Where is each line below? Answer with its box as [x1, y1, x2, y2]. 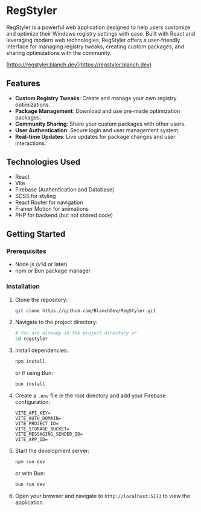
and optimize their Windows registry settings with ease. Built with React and [6, 30, 196, 37]
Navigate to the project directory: [14, 318, 98, 326]
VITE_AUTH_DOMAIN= [14, 415, 62, 421]
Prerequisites [6, 247, 46, 255]
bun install [14, 381, 45, 387]
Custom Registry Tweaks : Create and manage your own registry [14, 94, 177, 101]
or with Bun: [14, 469, 45, 477]
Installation [6, 282, 40, 290]
